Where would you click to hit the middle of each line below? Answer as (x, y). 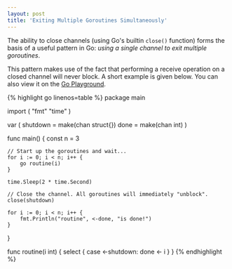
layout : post (26, 14)
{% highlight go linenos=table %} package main (76, 97)
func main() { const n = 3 (43, 138)
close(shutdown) (31, 200)
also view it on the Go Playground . (57, 84)
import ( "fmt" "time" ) (39, 111)
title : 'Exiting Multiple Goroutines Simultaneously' (88, 20)
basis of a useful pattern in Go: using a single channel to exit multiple (107, 48)
